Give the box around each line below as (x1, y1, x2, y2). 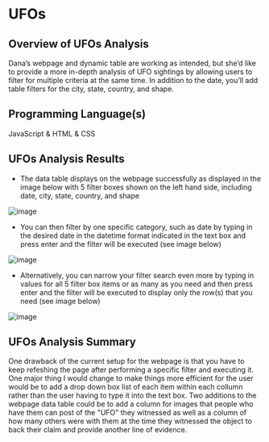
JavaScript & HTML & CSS (8, 128, 96, 138)
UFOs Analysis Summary (8, 336, 137, 349)
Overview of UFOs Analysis (8, 37, 149, 51)
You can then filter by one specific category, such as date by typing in (19, 222, 253, 231)
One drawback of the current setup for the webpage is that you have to (8, 357, 245, 366)
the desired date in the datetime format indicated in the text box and (19, 231, 246, 240)
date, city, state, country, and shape (19, 190, 139, 200)
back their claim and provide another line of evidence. (8, 425, 188, 435)
